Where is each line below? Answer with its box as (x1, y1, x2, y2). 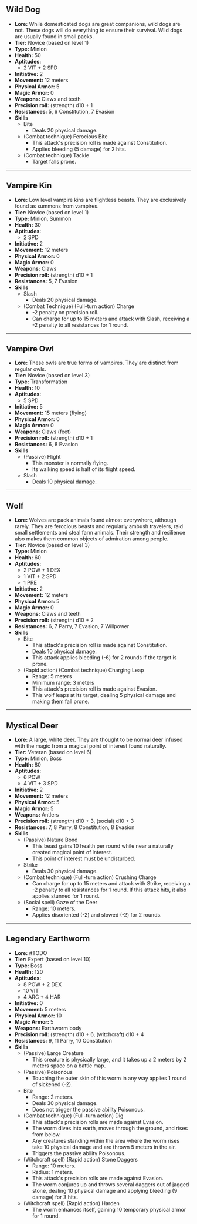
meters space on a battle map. (32, 1062, 106, 1069)
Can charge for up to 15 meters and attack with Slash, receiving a (32, 315, 190, 322)
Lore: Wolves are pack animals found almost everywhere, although (14, 516, 177, 523)
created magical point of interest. (32, 849, 113, 856)
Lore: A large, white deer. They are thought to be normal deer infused (14, 736, 183, 744)
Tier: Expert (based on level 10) (14, 956, 91, 963)
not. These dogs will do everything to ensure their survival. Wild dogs (14, 26, 183, 34)
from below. (32, 1130, 61, 1138)
